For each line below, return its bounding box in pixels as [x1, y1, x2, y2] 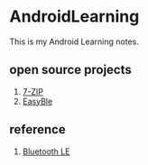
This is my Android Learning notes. [9, 36, 140, 47]
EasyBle [22, 96, 53, 106]
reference [9, 122, 66, 137]
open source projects [9, 62, 133, 78]
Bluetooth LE [22, 146, 70, 157]
